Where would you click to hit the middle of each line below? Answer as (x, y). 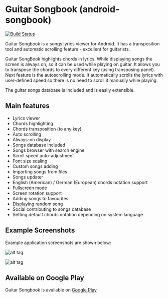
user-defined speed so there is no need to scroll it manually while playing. (81, 80)
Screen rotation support (37, 193)
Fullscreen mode (30, 188)
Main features (28, 106)
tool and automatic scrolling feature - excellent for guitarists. (68, 49)
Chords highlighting (33, 123)
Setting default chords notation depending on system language (78, 214)
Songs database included (39, 145)
